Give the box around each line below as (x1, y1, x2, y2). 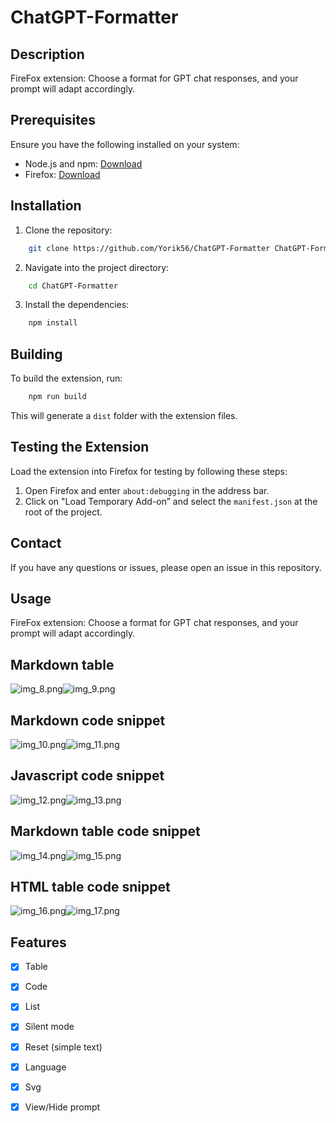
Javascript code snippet (10, 767, 165, 785)
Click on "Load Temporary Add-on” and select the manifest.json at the (24, 495, 318, 507)
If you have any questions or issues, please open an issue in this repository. (10, 561, 322, 573)
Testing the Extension (10, 439, 150, 456)
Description (10, 46, 85, 63)
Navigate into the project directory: (24, 261, 170, 273)
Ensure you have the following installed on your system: (10, 138, 240, 150)
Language (24, 1061, 67, 1073)
